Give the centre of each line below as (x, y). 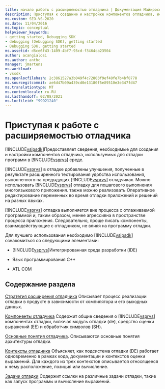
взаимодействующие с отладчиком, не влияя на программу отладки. (78, 226)
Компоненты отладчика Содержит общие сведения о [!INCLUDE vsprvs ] (80, 316)
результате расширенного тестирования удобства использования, (75, 174)
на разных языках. (25, 201)
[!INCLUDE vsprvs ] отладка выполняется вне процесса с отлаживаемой (80, 210)
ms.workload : (18, 69)
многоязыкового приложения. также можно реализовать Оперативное (80, 190)
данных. (14, 306)
